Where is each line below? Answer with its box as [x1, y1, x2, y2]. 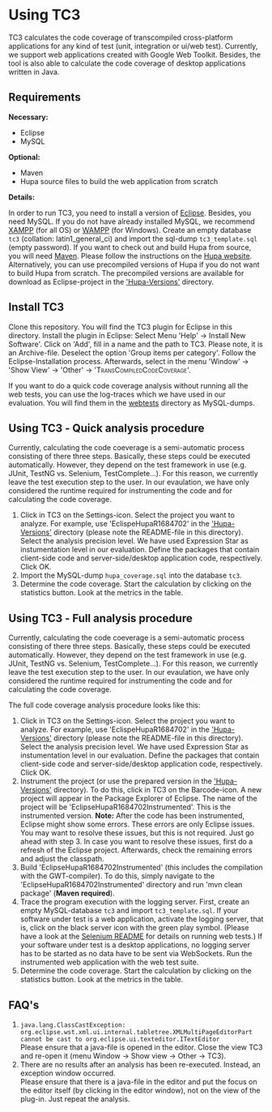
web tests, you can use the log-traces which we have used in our [8, 389, 226, 399]
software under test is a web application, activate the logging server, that [19, 914, 264, 924]
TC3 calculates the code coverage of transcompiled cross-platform [8, 32, 233, 42]
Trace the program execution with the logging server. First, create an [19, 897, 249, 907]
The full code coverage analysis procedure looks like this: [8, 700, 201, 711]
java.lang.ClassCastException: [19, 1021, 126, 1029]
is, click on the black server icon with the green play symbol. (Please [19, 923, 249, 933]
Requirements [8, 91, 81, 105]
